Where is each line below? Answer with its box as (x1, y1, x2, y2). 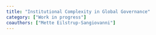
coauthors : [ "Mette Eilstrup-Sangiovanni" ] (6, 20, 116, 26)
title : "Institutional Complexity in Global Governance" (6, 8, 151, 15)
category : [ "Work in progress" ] (6, 14, 86, 20)
